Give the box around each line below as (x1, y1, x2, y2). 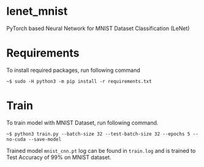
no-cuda (6, 136, 26, 142)
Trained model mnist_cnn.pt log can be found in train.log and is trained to (6, 147, 196, 154)
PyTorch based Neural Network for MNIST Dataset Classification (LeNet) (6, 25, 190, 32)
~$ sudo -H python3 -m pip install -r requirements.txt (6, 78, 152, 84)
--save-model (28, 136, 62, 142)
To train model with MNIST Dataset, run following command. (6, 118, 159, 126)
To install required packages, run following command (6, 66, 141, 74)
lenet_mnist (6, 4, 68, 18)
